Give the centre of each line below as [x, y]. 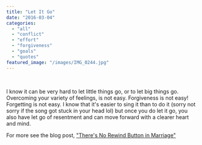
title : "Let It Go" [31, 12]
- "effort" [25, 40]
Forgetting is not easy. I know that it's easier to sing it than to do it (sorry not [101, 104]
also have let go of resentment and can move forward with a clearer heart [98, 117]
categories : [21, 23]
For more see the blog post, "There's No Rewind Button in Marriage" [91, 135]
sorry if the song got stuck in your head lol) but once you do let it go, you [97, 111]
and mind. [19, 123]
